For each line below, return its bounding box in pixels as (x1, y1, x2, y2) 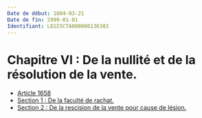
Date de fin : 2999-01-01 (7, 16, 78, 23)
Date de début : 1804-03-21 (7, 10, 85, 17)
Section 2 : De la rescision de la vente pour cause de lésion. (16, 104, 187, 112)
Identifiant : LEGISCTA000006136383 (7, 23, 109, 29)
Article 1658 (16, 89, 52, 98)
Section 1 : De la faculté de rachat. (16, 96, 115, 104)
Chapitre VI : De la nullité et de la (7, 52, 196, 68)
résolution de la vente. (7, 66, 137, 82)
